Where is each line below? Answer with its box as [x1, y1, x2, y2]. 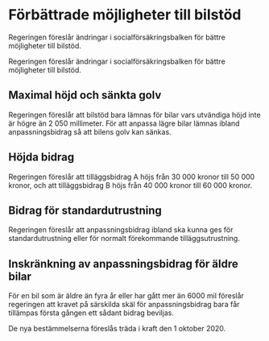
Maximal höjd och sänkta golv [8, 89, 162, 102]
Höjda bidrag [8, 151, 75, 164]
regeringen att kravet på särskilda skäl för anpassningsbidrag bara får [8, 300, 240, 310]
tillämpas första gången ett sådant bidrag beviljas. [8, 308, 175, 318]
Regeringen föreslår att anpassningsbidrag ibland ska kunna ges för [8, 225, 234, 235]
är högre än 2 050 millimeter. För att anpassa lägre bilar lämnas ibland [8, 119, 240, 128]
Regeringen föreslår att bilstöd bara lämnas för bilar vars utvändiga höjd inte [8, 110, 261, 119]
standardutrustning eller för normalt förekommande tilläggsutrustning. [8, 234, 240, 243]
